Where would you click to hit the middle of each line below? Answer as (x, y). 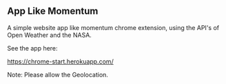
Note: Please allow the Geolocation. (58, 74)
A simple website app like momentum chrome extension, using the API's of (113, 27)
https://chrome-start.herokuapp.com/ (60, 61)
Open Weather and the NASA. (49, 35)
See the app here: (32, 48)
